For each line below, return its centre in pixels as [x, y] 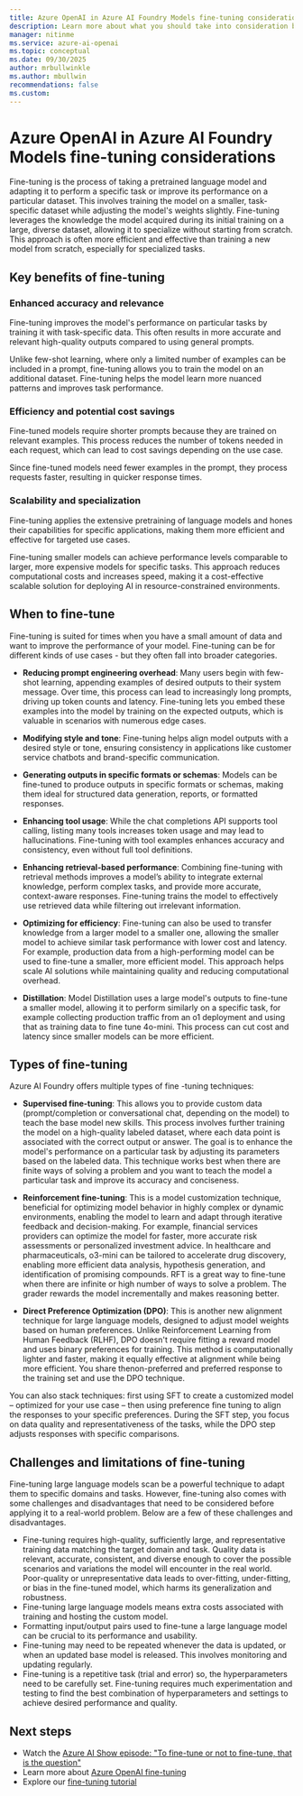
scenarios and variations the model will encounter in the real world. [147, 1569]
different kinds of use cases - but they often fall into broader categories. [143, 655]
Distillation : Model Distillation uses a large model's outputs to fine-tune [155, 998]
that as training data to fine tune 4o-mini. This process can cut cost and [156, 1027]
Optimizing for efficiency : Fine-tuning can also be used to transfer [147, 923]
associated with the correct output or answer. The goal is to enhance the [157, 1142]
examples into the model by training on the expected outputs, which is [153, 711]
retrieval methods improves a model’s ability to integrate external [142, 877]
